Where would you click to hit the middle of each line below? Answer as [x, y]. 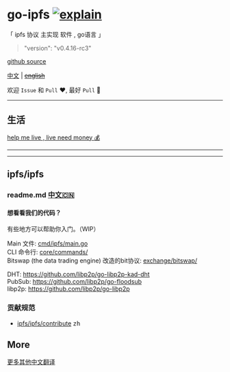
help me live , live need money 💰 [54, 137]
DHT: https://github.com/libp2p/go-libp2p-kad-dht [78, 274]
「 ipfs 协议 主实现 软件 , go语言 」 [56, 34]
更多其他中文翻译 [31, 362]
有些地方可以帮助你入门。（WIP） [53, 229]
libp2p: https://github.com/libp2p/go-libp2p [68, 289]
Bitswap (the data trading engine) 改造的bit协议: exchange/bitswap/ [102, 261]
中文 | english [26, 75]
